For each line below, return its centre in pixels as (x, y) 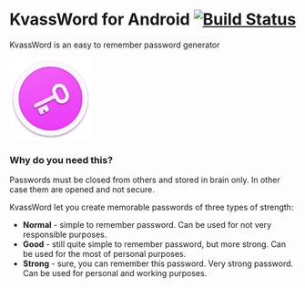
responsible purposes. (65, 235)
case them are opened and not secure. (82, 190)
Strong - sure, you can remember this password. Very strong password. (158, 263)
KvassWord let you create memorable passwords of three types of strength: (152, 207)
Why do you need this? (61, 159)
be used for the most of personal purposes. (104, 254)
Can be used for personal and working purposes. (115, 273)
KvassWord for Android (100, 20)
